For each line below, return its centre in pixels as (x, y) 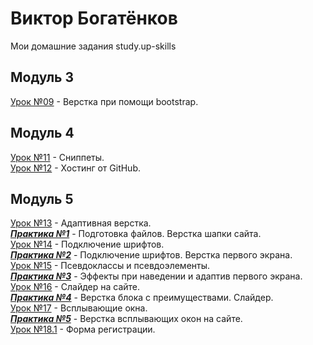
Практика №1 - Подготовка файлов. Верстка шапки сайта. (136, 234)
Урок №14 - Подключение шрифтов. (87, 244)
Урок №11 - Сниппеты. (57, 157)
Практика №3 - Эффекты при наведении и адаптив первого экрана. (156, 276)
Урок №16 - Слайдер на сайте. (75, 287)
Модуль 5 (42, 198)
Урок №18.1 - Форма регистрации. (83, 329)
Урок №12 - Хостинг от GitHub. (75, 168)
